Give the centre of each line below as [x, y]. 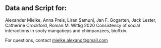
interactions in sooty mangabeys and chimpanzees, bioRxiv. [66, 30]
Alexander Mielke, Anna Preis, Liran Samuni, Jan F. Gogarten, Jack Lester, [81, 20]
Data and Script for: [36, 8]
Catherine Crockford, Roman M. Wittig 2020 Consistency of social [73, 25]
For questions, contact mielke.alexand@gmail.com [56, 40]
